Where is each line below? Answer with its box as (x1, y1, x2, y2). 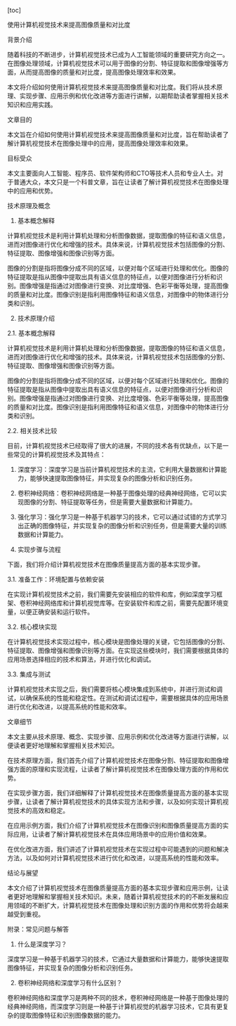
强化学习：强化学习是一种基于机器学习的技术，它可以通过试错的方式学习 (17, 513, 227, 521)
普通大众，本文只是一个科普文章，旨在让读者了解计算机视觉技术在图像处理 (13, 178, 229, 186)
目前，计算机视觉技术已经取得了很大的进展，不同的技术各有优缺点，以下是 (7, 442, 223, 449)
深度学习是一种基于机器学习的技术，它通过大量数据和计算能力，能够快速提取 (7, 955, 229, 963)
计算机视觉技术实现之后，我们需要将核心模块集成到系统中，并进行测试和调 (7, 685, 223, 693)
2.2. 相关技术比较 (7, 427, 58, 435)
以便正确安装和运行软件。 (19, 608, 93, 616)
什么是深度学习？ (17, 940, 67, 948)
